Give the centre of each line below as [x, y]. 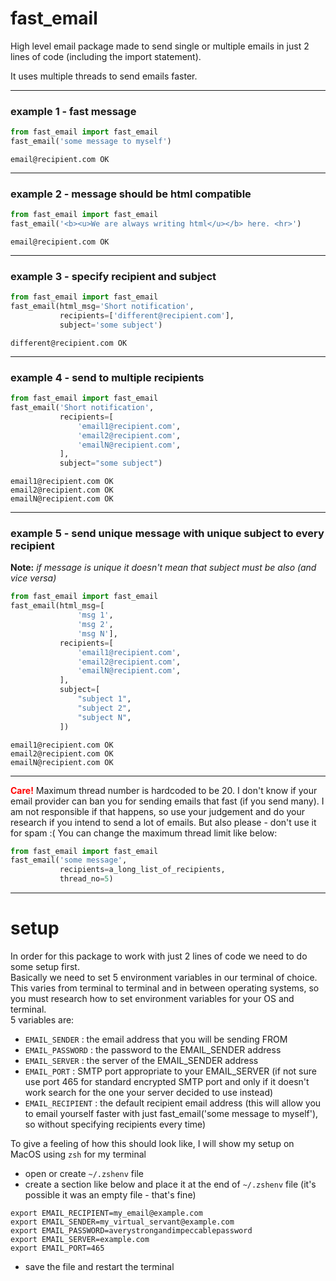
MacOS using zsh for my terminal [78, 1154]
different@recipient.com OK [69, 343]
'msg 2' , [95, 625]
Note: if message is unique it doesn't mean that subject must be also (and [163, 568]
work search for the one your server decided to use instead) [149, 1092]
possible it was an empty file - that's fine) [110, 1194]
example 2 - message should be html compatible [131, 194]
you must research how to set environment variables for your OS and [152, 998]
